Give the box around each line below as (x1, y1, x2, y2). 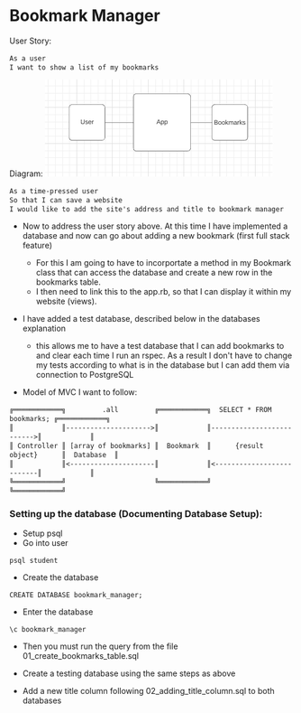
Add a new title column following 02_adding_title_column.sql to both (22, 686, 275, 697)
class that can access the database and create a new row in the (35, 267, 273, 277)
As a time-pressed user (9, 186, 99, 195)
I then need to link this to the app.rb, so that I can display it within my (35, 286, 292, 296)
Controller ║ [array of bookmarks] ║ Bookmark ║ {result (17, 441, 264, 450)
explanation (22, 323, 66, 333)
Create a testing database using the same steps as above (22, 668, 236, 679)
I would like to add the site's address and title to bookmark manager (9, 204, 284, 213)
